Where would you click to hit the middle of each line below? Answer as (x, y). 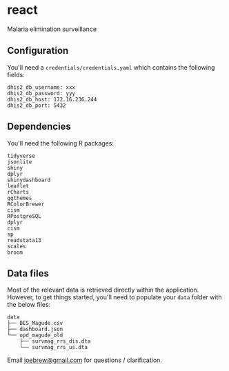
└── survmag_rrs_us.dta (54, 348)
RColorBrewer (26, 204)
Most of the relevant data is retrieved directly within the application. (103, 290)
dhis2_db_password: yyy (41, 93)
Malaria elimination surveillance (52, 29)
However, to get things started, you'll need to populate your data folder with (114, 297)
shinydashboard (29, 180)
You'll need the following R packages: (61, 143)
